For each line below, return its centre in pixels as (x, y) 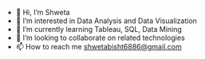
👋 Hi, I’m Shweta (43, 12)
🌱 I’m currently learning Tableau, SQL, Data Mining (99, 29)
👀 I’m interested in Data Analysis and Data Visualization (106, 21)
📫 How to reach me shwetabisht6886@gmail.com (99, 47)
